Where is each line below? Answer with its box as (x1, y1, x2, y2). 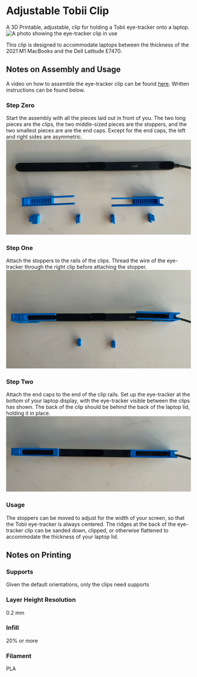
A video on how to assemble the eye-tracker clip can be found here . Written (6, 80, 189, 87)
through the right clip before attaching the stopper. (24, 264, 147, 271)
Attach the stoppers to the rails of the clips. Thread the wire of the (6, 257, 166, 264)
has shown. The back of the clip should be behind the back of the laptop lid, (6, 403, 190, 411)
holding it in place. (6, 410, 51, 417)
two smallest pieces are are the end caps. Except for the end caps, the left (6, 127, 186, 134)
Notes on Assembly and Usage (6, 65, 121, 75)
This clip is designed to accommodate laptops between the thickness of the (6, 41, 189, 48)
